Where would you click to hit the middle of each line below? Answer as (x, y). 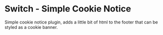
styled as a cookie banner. (31, 27)
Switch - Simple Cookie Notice (68, 9)
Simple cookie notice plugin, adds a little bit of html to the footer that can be (81, 22)
